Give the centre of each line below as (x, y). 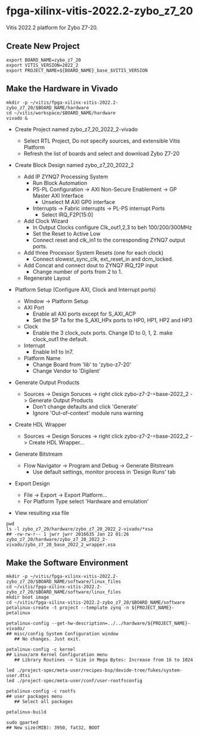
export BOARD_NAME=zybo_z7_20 (44, 60)
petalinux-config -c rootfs (41, 691)
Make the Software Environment (67, 563)
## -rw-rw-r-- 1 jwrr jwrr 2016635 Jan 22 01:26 (68, 534)
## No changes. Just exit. (48, 639)
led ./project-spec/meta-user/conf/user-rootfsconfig (74, 681)
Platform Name (42, 358)
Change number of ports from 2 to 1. (77, 271)
